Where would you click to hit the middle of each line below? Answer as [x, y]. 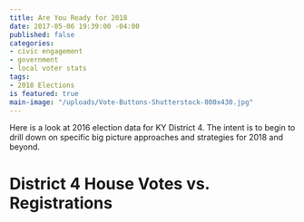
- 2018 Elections [42, 85]
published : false [42, 34]
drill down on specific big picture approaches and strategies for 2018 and [147, 138]
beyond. [25, 147]
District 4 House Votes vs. [110, 183]
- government [34, 60]
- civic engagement [46, 52]
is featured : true [44, 93]
